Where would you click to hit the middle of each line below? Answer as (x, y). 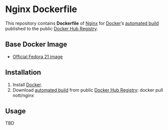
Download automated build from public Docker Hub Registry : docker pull (88, 90)
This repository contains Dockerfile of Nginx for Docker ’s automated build (82, 23)
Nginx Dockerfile (41, 9)
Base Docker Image (36, 45)
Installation (23, 72)
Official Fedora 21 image (37, 56)
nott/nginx (23, 95)
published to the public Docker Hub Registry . (52, 28)
